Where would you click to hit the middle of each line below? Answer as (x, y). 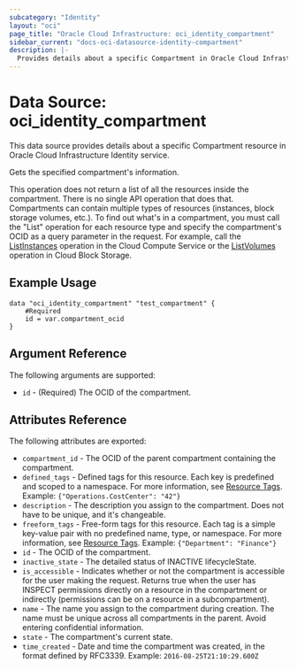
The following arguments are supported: (83, 375)
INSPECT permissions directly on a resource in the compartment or (145, 590)
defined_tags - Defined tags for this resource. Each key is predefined (148, 477)
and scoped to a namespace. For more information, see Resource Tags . (152, 487)
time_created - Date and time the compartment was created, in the (143, 646)
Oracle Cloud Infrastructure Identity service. (89, 155)
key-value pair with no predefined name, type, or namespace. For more (152, 534)
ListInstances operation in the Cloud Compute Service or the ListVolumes (142, 245)
